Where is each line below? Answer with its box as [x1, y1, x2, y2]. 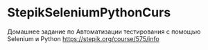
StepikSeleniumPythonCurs [7, 5, 171, 21]
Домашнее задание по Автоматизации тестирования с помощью [7, 27, 201, 36]
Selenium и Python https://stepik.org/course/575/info [7, 34, 159, 42]
